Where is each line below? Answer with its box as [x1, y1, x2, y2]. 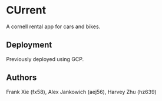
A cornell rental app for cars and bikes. [6, 23, 101, 30]
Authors [6, 73, 37, 83]
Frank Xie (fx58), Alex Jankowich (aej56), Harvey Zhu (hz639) [6, 88, 157, 95]
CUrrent [6, 4, 46, 17]
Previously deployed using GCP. [6, 55, 84, 62]
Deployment [6, 40, 52, 50]
